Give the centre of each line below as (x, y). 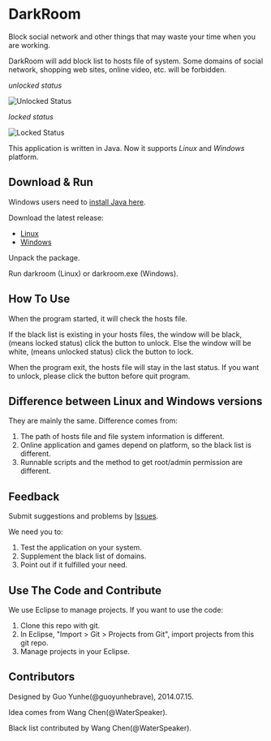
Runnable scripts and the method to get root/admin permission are (131, 463)
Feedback (34, 496)
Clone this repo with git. (60, 625)
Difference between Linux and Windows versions (135, 401)
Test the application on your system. (81, 548)
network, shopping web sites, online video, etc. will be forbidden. (118, 69)
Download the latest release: (56, 218)
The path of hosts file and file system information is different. (122, 437)
